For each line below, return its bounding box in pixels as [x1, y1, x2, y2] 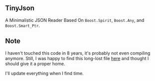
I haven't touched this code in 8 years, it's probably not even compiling [5, 50, 151, 56]
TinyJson [5, 4, 35, 12]
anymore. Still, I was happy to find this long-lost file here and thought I [5, 55, 149, 61]
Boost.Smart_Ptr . [5, 22, 40, 28]
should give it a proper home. [5, 61, 66, 67]
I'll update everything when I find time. [5, 70, 84, 76]
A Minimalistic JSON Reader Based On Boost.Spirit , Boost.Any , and [5, 17, 145, 23]
